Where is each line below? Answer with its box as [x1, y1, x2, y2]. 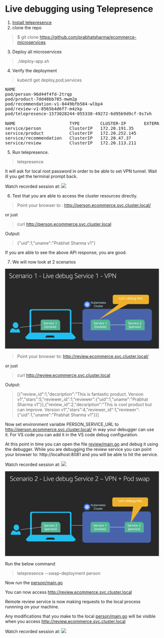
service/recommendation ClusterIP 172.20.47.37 [5, 135, 132, 141]
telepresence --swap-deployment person [17, 570, 101, 576]
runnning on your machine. [5, 604, 60, 610]
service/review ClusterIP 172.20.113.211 [5, 140, 137, 146]
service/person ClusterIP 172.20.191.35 [5, 125, 134, 131]
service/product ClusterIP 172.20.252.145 [5, 130, 137, 136]
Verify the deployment [12, 67, 57, 74]
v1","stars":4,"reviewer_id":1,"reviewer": [61, 407, 140, 413]
